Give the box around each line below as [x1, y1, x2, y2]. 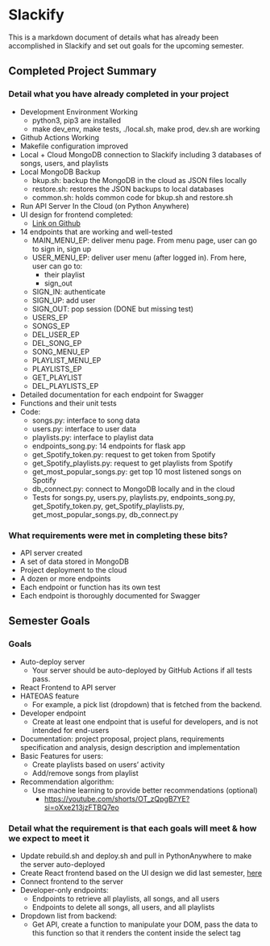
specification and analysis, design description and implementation [19, 742, 240, 752]
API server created [19, 548, 83, 557]
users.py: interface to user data [31, 423, 137, 433]
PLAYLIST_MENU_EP [31, 355, 102, 365]
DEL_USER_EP [31, 329, 80, 340]
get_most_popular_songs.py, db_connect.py [31, 510, 179, 519]
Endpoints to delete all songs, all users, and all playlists [31, 902, 215, 912]
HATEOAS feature [19, 691, 79, 701]
